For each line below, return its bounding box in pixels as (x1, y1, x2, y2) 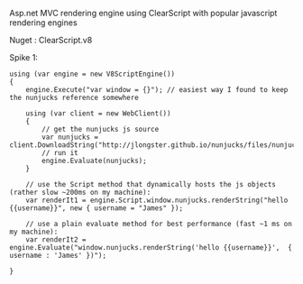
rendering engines (9, 17, 78, 28)
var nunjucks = (41, 133, 99, 142)
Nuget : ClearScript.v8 (9, 35, 93, 45)
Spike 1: (9, 52, 39, 62)
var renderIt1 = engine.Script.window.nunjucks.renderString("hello (25, 196, 289, 205)
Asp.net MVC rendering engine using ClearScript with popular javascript (9, 8, 278, 18)
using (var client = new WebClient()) (25, 109, 171, 118)
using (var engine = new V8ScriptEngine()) (9, 69, 176, 78)
